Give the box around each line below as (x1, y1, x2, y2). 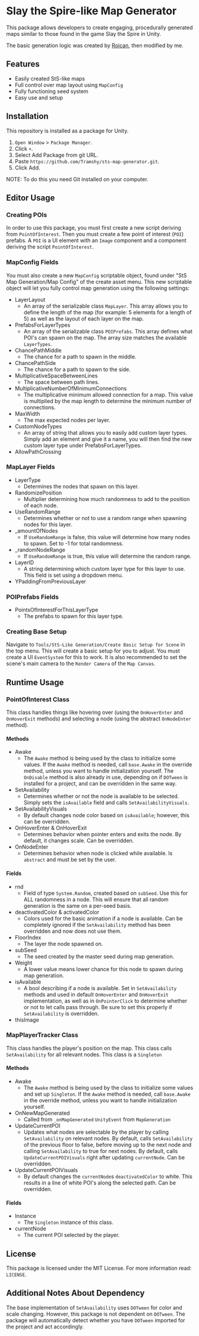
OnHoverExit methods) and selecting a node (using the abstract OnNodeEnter (6, 715, 191, 722)
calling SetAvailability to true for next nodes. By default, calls (23, 1148, 178, 1155)
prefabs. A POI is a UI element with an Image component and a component (6, 237, 187, 244)
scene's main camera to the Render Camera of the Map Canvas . (6, 660, 156, 667)
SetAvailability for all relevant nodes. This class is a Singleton (6, 1051, 162, 1058)
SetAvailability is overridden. (23, 1010, 99, 1017)
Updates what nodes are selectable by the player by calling (23, 1128, 169, 1136)
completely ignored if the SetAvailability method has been (23, 921, 171, 928)
